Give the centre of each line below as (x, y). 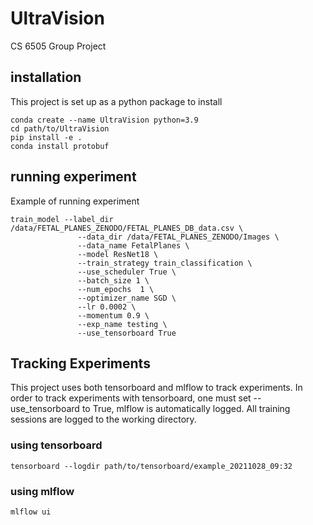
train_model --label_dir (62, 219)
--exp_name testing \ (122, 324)
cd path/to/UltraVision (60, 128)
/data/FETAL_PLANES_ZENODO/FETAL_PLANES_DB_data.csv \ (127, 228)
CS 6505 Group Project (58, 46)
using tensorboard (56, 445)
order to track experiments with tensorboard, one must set (131, 398)
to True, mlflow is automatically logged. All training (186, 409)
